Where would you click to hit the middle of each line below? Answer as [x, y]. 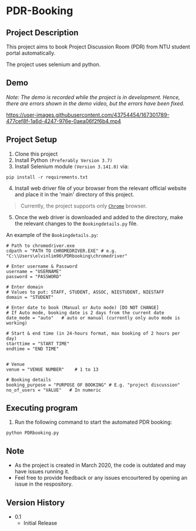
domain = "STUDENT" [30, 297]
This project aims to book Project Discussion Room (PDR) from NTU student [98, 47]
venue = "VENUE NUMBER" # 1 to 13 [52, 370]
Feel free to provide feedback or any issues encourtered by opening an [101, 478]
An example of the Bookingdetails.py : [52, 235]
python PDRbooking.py [33, 433]
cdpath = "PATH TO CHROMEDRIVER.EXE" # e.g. [62, 251]
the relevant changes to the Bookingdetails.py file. [76, 223]
